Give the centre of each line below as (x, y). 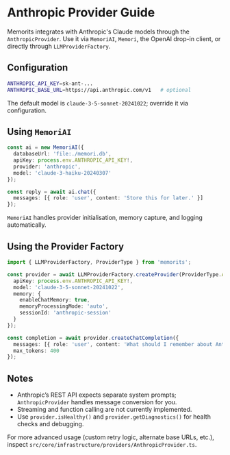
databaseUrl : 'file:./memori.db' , (62, 154)
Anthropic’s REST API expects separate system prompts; (97, 395)
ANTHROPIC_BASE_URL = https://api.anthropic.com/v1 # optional (99, 90)
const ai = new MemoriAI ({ (46, 148)
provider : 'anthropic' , (47, 167)
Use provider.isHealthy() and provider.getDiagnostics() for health (114, 417)
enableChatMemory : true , (55, 300)
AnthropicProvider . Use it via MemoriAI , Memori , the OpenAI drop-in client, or (114, 38)
